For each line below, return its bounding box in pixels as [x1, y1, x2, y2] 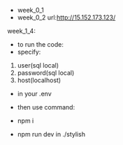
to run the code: [17, 40, 64, 48]
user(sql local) [17, 61, 59, 69]
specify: [17, 48, 41, 56]
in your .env [17, 90, 52, 98]
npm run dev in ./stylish [17, 130, 86, 138]
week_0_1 [17, 6, 44, 14]
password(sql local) [17, 69, 75, 77]
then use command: [17, 103, 75, 111]
